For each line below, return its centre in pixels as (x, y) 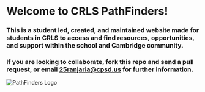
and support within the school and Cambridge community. (95, 46)
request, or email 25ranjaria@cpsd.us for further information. (100, 69)
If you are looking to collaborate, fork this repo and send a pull (100, 62)
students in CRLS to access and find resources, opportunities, (100, 38)
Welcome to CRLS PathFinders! (87, 11)
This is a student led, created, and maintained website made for (103, 30)
